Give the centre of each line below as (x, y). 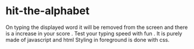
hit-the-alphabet (48, 11)
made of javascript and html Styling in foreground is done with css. (88, 40)
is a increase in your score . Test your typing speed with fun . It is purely (94, 33)
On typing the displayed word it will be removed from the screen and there (97, 27)
